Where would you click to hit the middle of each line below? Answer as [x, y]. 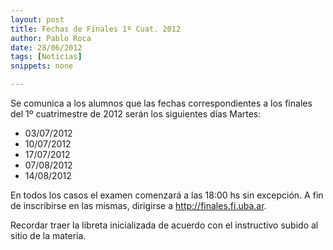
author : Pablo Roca [51, 38]
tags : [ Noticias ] [46, 57]
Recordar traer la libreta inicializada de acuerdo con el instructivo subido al [164, 225]
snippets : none [42, 66]
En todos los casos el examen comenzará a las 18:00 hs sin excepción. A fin [167, 195]
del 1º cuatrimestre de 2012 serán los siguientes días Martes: [136, 114]
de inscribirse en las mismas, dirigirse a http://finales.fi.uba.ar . [138, 205]
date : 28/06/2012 [46, 47]
